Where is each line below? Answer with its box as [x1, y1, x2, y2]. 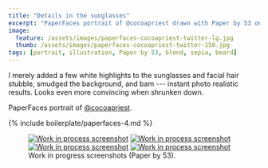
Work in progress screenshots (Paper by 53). [28, 150, 176, 160]
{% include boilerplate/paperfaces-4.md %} [8, 119, 153, 127]
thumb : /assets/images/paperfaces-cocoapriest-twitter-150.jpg [15, 41, 230, 49]
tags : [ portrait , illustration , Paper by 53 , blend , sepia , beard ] [8, 49, 238, 57]
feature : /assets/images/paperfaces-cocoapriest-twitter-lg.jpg [15, 33, 234, 42]
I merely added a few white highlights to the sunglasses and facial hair [8, 71, 239, 80]
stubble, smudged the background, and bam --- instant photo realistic [8, 79, 239, 88]
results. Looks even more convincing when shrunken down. [8, 88, 204, 96]
